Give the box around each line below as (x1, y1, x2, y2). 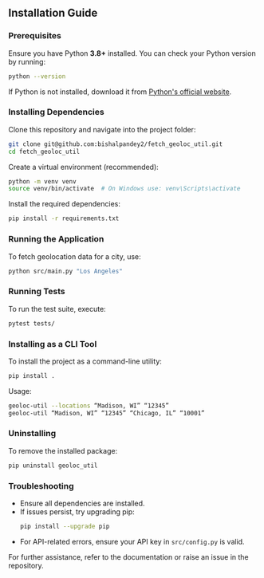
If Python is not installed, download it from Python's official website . (8, 87, 232, 96)
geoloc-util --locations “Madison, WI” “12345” (8, 402, 170, 410)
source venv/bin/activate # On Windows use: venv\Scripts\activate (8, 185, 241, 193)
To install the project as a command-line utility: (8, 356, 162, 366)
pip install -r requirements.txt (8, 214, 120, 222)
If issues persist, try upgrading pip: (19, 506, 136, 517)
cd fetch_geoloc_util (8, 147, 81, 155)
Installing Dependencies (8, 107, 105, 118)
